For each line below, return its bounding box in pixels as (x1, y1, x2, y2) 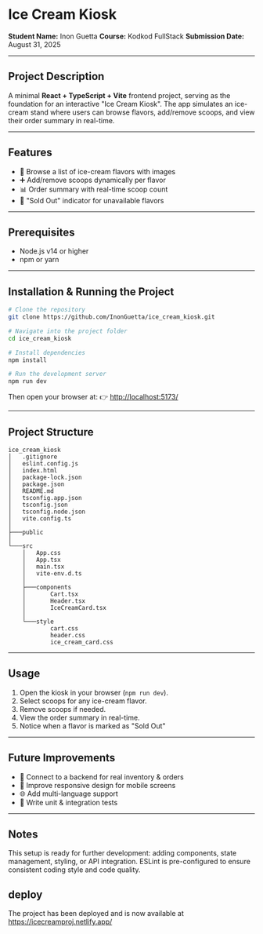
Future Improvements (8, 751, 116, 764)
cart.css (49, 625, 79, 633)
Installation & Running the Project (8, 285, 175, 298)
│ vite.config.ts (8, 515, 72, 523)
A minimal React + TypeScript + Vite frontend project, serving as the (8, 90, 231, 100)
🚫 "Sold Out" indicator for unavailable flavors (19, 195, 164, 205)
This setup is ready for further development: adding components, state (8, 848, 237, 858)
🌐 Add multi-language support (19, 789, 119, 798)
